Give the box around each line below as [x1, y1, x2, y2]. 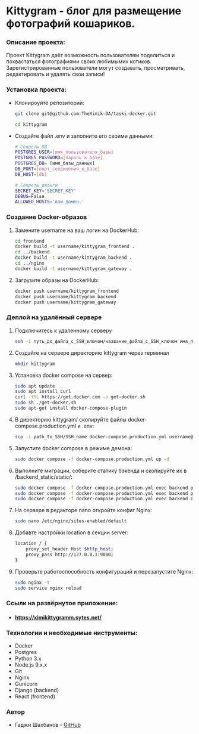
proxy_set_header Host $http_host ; [26, 546, 114, 552]
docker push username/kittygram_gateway [14, 299, 116, 305]
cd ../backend [14, 249, 50, 255]
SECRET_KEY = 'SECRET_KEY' [14, 188, 77, 194]
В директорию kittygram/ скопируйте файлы [14, 416, 127, 423]
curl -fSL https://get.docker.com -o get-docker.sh [14, 394, 146, 400]
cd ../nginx [14, 261, 45, 267]
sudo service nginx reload [14, 585, 82, 591]
